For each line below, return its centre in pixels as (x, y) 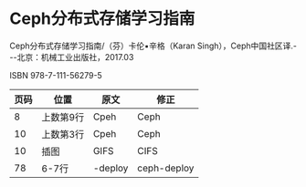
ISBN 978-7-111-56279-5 (56, 75)
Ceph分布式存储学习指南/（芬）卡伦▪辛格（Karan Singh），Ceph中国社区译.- (153, 46)
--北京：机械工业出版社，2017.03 (72, 57)
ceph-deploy (165, 168)
